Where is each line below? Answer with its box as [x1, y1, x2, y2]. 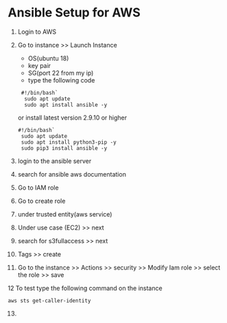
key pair [27, 61, 51, 69]
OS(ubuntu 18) [27, 54, 69, 63]
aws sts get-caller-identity [8, 297, 91, 304]
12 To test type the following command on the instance [8, 284, 163, 292]
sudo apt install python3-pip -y [21, 139, 117, 146]
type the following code [27, 76, 95, 84]
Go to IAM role [17, 183, 59, 192]
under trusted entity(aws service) [17, 210, 112, 218]
